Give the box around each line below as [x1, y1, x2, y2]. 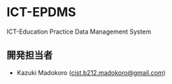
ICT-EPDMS [6, 4, 76, 20]
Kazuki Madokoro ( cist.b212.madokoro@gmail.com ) [16, 68, 166, 77]
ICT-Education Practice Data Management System [6, 27, 152, 36]
